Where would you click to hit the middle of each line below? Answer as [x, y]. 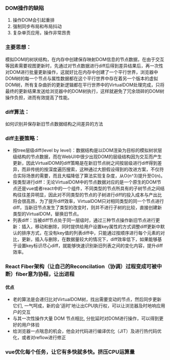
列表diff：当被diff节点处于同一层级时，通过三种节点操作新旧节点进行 [84, 220]
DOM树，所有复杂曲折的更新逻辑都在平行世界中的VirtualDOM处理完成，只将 [85, 84]
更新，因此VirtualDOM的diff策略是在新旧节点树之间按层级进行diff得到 [85, 163]
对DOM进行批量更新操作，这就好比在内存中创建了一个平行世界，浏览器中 [82, 72]
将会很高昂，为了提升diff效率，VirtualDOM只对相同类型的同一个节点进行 [88, 201]
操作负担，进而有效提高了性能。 [39, 97]
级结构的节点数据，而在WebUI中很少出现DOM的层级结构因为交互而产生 [87, 157]
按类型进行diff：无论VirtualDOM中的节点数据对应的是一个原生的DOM [85, 182]
